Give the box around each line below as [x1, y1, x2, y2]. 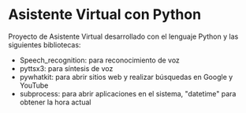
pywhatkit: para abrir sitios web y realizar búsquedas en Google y [19, 72, 233, 81]
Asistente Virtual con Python [8, 6, 202, 24]
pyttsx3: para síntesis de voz [19, 63, 114, 73]
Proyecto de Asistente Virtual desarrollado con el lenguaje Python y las [8, 32, 239, 41]
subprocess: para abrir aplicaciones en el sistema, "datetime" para [19, 89, 237, 98]
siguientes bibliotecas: [8, 40, 81, 49]
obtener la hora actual [19, 97, 91, 107]
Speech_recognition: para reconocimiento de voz [19, 55, 180, 65]
